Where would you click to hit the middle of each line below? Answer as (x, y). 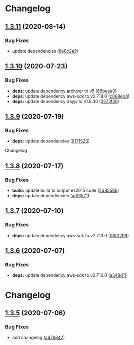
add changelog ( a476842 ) (38, 338)
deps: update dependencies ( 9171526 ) (51, 141)
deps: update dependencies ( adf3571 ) (51, 195)
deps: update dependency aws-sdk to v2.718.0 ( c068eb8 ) (71, 96)
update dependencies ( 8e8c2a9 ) (45, 51)
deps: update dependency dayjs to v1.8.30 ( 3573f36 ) (66, 101)
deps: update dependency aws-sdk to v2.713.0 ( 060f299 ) (70, 235)
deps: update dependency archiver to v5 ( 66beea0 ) (64, 91)
